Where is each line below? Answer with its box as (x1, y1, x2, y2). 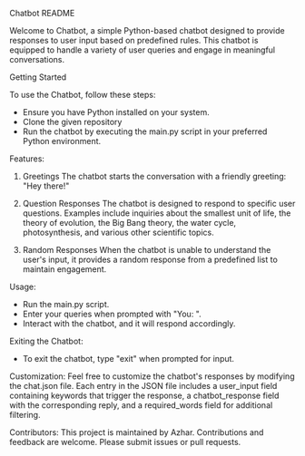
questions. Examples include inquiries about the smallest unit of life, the (22, 208, 291, 218)
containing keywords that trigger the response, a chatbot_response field (9, 390, 280, 401)
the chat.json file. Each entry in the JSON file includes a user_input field (9, 381, 278, 391)
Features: (9, 153, 45, 164)
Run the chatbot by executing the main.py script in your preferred (22, 126, 268, 137)
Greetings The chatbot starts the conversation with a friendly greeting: (22, 171, 287, 181)
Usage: (9, 281, 36, 292)
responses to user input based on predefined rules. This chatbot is (9, 35, 259, 45)
